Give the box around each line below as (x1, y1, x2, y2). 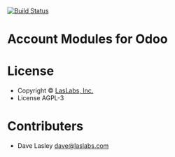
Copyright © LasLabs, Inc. (17, 86, 94, 95)
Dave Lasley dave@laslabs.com (17, 142, 109, 150)
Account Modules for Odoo (7, 32, 168, 47)
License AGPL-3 (17, 94, 64, 102)
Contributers (7, 118, 84, 135)
